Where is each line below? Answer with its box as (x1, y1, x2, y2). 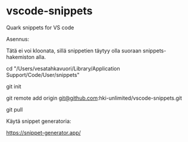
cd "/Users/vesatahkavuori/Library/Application (6, 64, 120, 72)
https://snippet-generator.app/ (6, 129, 82, 136)
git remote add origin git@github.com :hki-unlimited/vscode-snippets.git (6, 94, 183, 101)
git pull (6, 106, 23, 113)
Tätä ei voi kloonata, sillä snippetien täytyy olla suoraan (6, 47, 142, 54)
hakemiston (6, 53, 35, 60)
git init (6, 82, 22, 90)
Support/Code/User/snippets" (6, 71, 80, 78)
